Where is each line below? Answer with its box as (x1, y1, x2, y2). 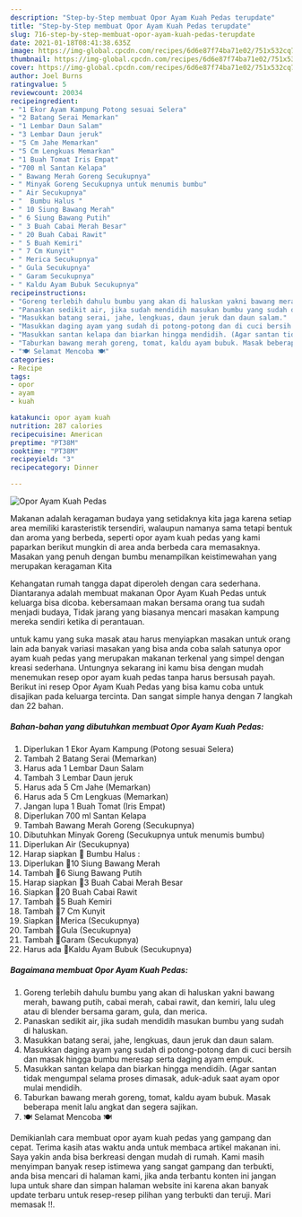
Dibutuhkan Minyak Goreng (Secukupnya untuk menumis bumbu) (22, 829, 265, 840)
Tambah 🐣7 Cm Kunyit (22, 906, 106, 916)
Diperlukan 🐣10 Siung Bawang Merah (22, 858, 160, 869)
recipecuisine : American (10, 430, 103, 439)
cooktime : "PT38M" (10, 446, 79, 456)
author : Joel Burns (10, 72, 83, 81)
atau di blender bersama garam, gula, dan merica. (22, 1006, 208, 1017)
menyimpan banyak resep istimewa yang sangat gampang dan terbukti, (10, 1160, 274, 1171)
